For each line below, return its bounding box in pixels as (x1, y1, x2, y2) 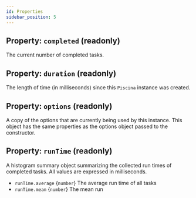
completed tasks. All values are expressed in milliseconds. (6, 168, 147, 175)
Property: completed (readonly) (6, 36, 120, 46)
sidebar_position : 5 (6, 14, 57, 20)
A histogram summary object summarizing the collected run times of (6, 162, 172, 169)
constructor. (6, 129, 36, 136)
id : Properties (6, 8, 43, 15)
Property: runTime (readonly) (6, 146, 113, 156)
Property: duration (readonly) (6, 68, 116, 78)
